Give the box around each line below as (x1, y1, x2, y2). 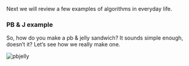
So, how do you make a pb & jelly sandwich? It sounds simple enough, (6, 34, 183, 42)
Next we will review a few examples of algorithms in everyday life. (6, 5, 172, 12)
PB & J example (6, 20, 53, 29)
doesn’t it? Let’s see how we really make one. (6, 41, 120, 48)
